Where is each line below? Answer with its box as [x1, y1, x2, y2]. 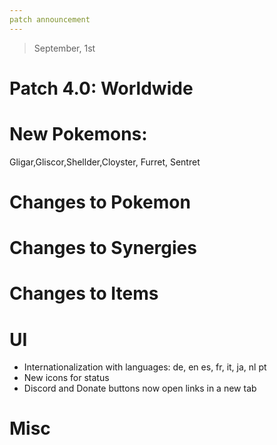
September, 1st [33, 42, 96, 54]
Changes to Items [9, 282, 159, 305]
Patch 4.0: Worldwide [9, 77, 194, 100]
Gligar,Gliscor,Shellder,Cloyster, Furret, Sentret [9, 156, 201, 168]
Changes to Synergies [9, 237, 197, 260]
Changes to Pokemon [9, 191, 191, 213]
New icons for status [23, 372, 110, 384]
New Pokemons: [9, 123, 148, 145]
